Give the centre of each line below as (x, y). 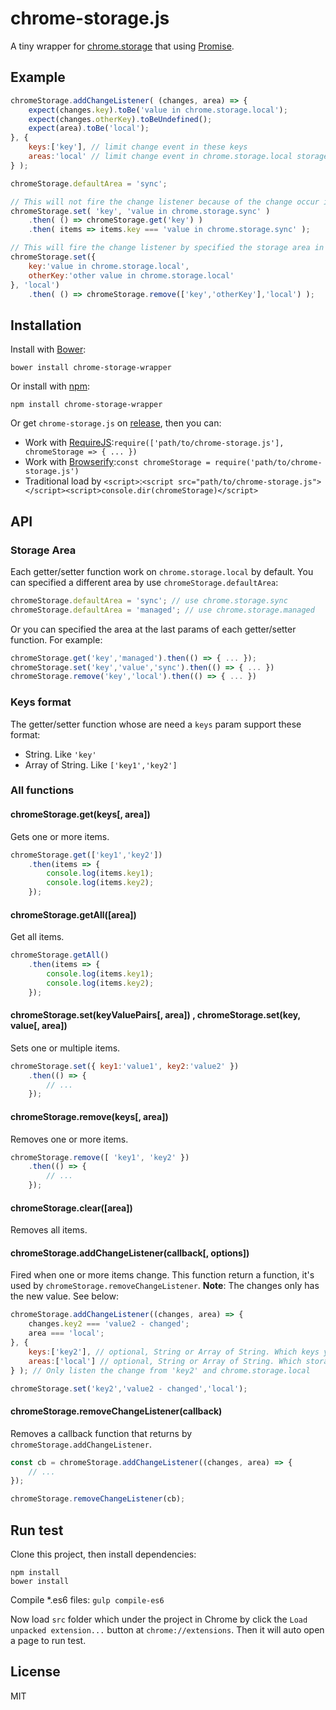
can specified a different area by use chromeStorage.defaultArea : (144, 582)
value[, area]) (39, 1026)
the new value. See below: (64, 1296)
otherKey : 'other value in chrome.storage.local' (131, 275)
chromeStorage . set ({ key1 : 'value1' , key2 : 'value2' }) (125, 1066)
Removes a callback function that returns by (101, 1433)
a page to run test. (48, 1640)
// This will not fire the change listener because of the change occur (165, 202)
